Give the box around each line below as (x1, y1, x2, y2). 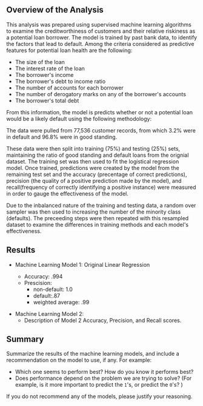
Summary (6, 334, 44, 344)
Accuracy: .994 (24, 272, 63, 280)
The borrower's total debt (15, 97, 79, 104)
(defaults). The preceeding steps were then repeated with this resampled (6, 214, 189, 221)
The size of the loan (15, 58, 65, 65)
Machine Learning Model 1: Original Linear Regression (15, 261, 150, 268)
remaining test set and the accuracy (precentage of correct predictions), (6, 171, 187, 178)
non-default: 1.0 (33, 286, 73, 293)
